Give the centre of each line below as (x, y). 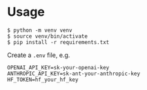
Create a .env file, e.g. (39, 55)
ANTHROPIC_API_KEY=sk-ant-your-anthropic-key (73, 74)
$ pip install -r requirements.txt (58, 42)
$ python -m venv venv (40, 30)
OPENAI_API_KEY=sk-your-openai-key (58, 67)
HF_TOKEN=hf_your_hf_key (43, 80)
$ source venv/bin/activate (48, 36)
